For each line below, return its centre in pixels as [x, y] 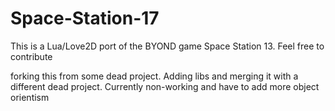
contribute [31, 56]
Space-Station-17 [85, 18]
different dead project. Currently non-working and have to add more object [165, 86]
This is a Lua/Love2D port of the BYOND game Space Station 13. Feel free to [167, 46]
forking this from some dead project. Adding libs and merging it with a [154, 76]
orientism [30, 97]
